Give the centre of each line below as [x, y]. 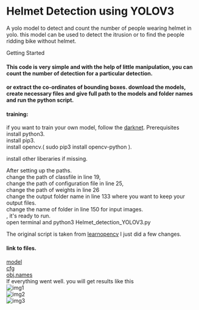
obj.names [19, 275]
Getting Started [26, 52]
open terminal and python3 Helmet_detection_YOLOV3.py [79, 222]
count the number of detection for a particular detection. [80, 73]
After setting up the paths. [39, 171]
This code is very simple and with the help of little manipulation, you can [100, 67]
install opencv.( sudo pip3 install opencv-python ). [69, 147]
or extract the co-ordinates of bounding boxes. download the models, [96, 87]
